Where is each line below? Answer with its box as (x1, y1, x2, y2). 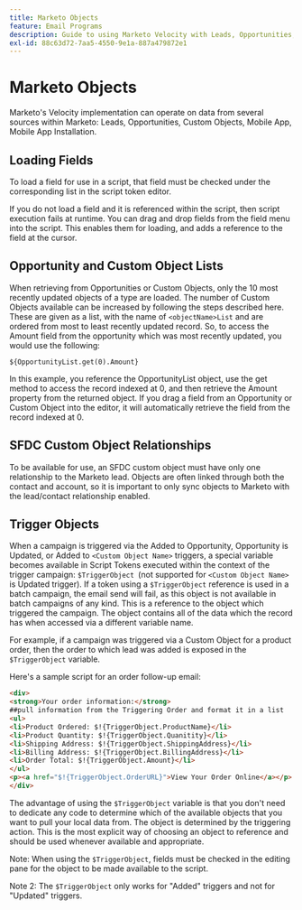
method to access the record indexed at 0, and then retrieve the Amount (9, 383, 278, 394)
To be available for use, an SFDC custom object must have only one (9, 461, 261, 472)
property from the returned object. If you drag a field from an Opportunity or (9, 392, 293, 403)
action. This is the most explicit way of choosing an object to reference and (9, 826, 288, 837)
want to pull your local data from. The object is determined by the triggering (9, 816, 291, 827)
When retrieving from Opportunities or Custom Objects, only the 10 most (9, 282, 279, 293)
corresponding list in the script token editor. (9, 186, 171, 197)
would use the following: (9, 339, 101, 350)
